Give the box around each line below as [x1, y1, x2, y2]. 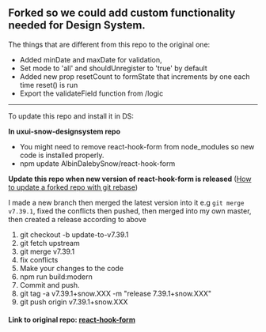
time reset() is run [19, 80, 78, 89]
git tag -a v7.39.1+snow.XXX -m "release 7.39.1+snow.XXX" [19, 289, 212, 298]
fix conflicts [19, 255, 59, 264]
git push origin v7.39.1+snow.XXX [19, 296, 128, 307]
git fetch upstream [19, 238, 81, 247]
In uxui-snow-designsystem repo [8, 126, 121, 136]
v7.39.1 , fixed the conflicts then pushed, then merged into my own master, [8, 206, 252, 216]
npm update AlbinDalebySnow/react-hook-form [19, 158, 176, 168]
